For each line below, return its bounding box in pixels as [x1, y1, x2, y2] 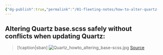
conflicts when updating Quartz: [5, 32, 105, 41]
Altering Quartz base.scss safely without [5, 25, 132, 33]
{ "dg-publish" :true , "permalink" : [5, 7, 73, 12]
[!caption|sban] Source [16, 45, 145, 51]
